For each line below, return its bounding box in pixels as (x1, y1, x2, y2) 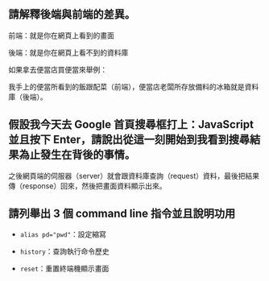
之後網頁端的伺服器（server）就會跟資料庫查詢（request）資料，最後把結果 (8, 171, 260, 180)
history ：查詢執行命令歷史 (19, 246, 110, 256)
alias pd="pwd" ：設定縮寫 (19, 229, 107, 239)
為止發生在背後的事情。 (19, 148, 135, 162)
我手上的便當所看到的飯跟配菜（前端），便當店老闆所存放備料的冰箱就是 (8, 81, 245, 91)
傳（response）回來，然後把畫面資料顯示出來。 (8, 180, 167, 191)
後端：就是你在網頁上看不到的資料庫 (8, 48, 129, 57)
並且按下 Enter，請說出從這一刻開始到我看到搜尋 (8, 133, 250, 147)
